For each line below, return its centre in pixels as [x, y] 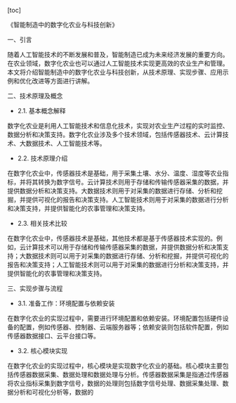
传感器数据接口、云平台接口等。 [53, 336]
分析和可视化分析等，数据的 [53, 392]
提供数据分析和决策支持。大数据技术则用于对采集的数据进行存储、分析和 [112, 191]
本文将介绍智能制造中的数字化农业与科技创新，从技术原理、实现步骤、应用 [115, 72]
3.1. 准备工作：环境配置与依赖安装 [66, 303]
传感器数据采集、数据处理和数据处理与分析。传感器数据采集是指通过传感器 [121, 375]
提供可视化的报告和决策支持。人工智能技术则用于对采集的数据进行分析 [127, 199]
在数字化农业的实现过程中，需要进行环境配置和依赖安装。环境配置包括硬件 [115, 318]
